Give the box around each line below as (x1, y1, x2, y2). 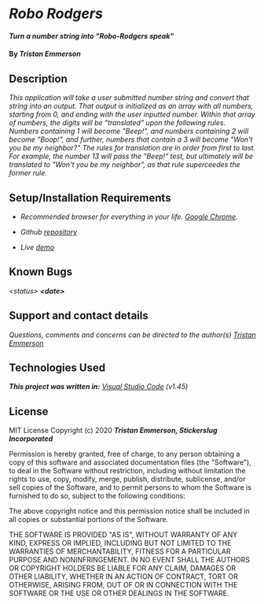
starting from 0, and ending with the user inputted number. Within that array (9, 109, 256, 119)
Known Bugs (9, 265, 73, 279)
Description (9, 72, 68, 85)
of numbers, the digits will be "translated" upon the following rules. (9, 118, 226, 128)
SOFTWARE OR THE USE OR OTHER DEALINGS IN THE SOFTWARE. (9, 588, 229, 598)
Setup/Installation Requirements (9, 191, 171, 205)
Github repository (20, 228, 78, 236)
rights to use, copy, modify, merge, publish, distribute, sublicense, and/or (9, 474, 246, 484)
